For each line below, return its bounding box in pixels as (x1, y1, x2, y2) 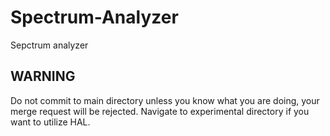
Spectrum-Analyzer (10, 6, 179, 29)
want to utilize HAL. (10, 116, 91, 128)
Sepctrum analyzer (10, 39, 89, 51)
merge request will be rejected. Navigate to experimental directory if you (10, 105, 310, 117)
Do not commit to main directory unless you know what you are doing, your (10, 94, 320, 106)
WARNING (10, 68, 76, 85)
